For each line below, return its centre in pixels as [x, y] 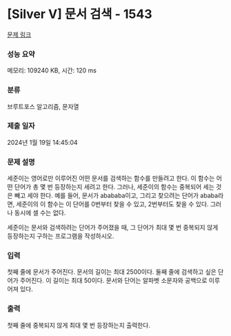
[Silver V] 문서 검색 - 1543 [80, 14]
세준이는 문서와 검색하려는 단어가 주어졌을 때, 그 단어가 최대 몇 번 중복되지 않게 [113, 228]
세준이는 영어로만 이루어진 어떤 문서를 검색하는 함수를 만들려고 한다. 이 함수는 [111, 178]
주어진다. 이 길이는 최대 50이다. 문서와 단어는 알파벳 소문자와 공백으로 [113, 281]
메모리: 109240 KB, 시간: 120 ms [52, 70]
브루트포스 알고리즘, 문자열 [43, 106]
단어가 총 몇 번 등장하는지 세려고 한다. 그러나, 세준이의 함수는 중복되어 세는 [114, 187]
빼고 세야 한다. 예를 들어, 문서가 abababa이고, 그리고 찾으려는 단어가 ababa [116, 196]
